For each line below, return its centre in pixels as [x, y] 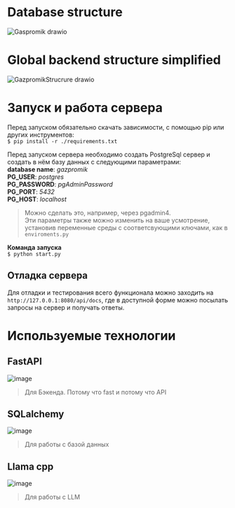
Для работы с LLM [52, 497]
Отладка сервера [48, 275]
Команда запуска [34, 247]
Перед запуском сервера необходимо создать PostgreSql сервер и [109, 154]
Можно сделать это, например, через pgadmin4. [98, 213]
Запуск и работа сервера [85, 108]
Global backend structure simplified [114, 60]
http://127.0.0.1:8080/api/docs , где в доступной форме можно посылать [118, 300]
